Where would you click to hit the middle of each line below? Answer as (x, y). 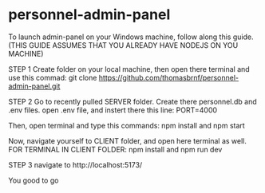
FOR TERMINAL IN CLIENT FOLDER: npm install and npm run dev (115, 149)
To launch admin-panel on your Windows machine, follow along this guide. (131, 37)
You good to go (34, 180)
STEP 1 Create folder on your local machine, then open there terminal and (129, 69)
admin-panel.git (34, 86)
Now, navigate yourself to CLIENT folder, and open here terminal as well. (128, 140)
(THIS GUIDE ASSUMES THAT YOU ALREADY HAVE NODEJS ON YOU (123, 45)
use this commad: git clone (53, 77)
